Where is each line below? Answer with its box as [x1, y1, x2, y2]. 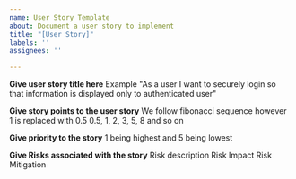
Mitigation [9, 159, 47, 170]
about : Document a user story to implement [9, 21, 175, 30]
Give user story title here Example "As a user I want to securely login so [9, 79, 276, 89]
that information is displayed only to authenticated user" [9, 89, 217, 99]
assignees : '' [9, 47, 63, 55]
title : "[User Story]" [9, 30, 94, 38]
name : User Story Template [9, 13, 110, 22]
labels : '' [9, 38, 50, 47]
